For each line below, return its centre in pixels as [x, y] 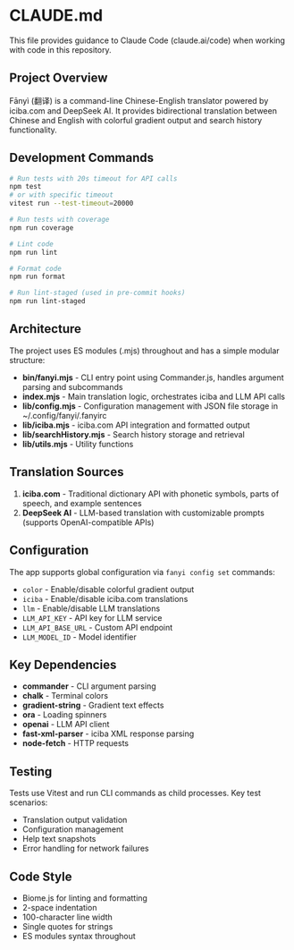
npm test [25, 187]
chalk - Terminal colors [65, 696]
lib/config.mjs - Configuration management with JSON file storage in [150, 406]
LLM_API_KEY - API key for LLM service [92, 617]
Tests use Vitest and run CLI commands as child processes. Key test [135, 793]
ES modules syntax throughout [79, 936]
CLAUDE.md [56, 16]
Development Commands [82, 158]
